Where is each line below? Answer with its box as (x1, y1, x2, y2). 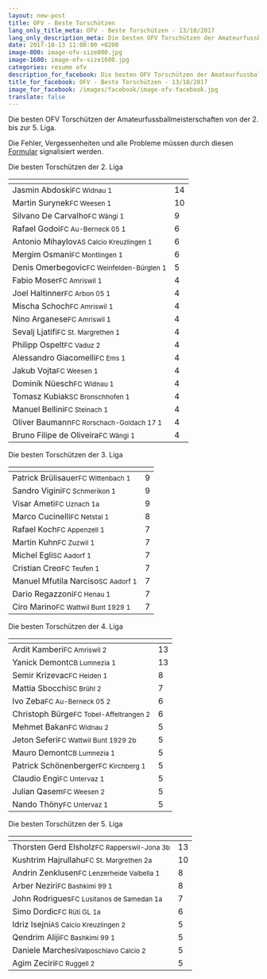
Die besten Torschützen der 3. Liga (8, 450, 123, 460)
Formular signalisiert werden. (8, 147, 104, 156)
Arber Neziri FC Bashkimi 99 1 (12, 881, 113, 892)
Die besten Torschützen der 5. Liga (8, 819, 123, 829)
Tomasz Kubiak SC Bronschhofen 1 (12, 391, 130, 402)
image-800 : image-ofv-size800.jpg (8, 48, 123, 56)
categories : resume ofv (8, 64, 87, 71)
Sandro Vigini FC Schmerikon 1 (12, 485, 117, 496)
